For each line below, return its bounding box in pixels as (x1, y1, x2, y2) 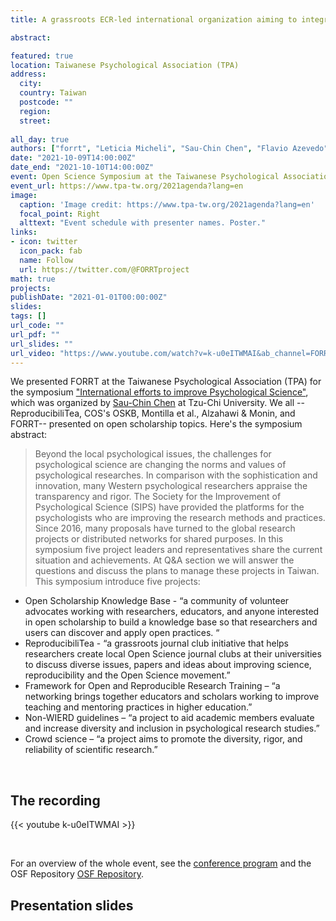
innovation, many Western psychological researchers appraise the (34, 480, 308, 492)
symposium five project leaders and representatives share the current (34, 544, 323, 556)
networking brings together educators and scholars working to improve (24, 691, 320, 703)
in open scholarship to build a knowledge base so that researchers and (24, 616, 318, 628)
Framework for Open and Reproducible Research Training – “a (24, 680, 281, 692)
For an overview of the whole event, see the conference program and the (10, 857, 312, 870)
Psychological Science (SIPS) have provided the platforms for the (34, 501, 305, 513)
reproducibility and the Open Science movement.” (24, 669, 231, 681)
